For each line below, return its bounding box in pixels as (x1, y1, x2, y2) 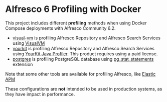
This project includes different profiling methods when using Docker (5, 20, 147, 26)
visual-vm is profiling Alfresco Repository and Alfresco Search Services (12, 35, 160, 41)
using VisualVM (12, 40, 45, 46)
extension (12, 61, 33, 67)
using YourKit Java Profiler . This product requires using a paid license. (12, 51, 158, 57)
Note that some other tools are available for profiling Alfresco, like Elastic (5, 71, 156, 77)
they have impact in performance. (5, 91, 75, 97)
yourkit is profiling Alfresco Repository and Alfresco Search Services (12, 45, 154, 51)
